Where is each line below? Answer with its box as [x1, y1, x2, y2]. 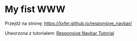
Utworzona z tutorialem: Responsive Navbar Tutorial [5, 30, 115, 36]
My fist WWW [5, 4, 66, 15]
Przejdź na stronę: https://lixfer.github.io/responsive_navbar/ [5, 20, 132, 26]
